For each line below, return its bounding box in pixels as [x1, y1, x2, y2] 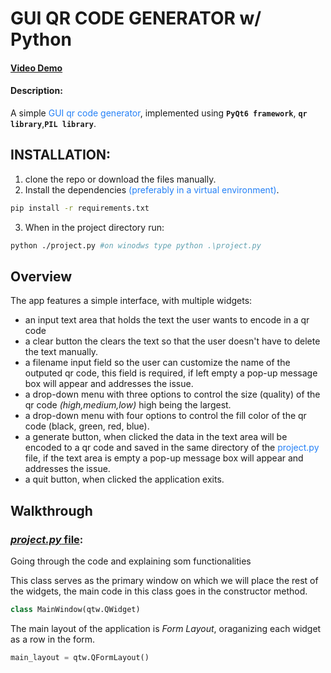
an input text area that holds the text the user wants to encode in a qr [24, 314, 310, 326]
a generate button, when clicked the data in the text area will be [24, 431, 288, 443]
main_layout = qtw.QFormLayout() [10, 652, 150, 662]
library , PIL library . [10, 117, 97, 129]
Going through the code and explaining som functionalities [10, 555, 252, 567]
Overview [10, 268, 73, 285]
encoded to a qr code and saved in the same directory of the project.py [24, 442, 320, 454]
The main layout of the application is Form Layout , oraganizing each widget [10, 622, 322, 634]
